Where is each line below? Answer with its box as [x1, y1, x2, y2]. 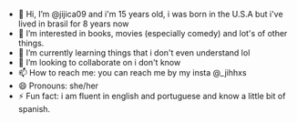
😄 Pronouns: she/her [17, 80, 98, 91]
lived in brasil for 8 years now [17, 18, 129, 29]
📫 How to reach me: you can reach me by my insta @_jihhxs [17, 67, 248, 77]
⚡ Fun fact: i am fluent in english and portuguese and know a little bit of [17, 91, 286, 101]
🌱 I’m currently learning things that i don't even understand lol [17, 47, 251, 58]
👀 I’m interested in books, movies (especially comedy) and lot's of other [17, 28, 288, 38]
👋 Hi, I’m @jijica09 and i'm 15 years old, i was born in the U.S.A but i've [17, 9, 284, 19]
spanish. [17, 104, 51, 114]
